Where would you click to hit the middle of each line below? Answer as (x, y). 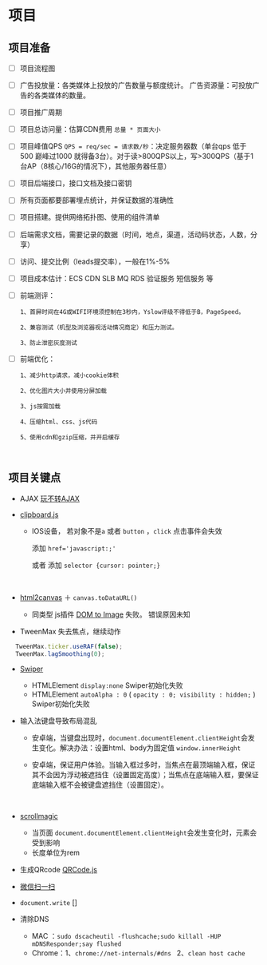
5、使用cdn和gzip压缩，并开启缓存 (70, 437)
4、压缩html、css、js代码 (59, 422)
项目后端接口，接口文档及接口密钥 (76, 183)
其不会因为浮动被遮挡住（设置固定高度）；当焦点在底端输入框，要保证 (145, 775)
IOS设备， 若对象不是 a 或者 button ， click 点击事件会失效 (127, 530)
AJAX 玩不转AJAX (49, 498)
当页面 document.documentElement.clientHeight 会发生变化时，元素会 (144, 833)
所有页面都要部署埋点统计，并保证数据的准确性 (96, 201)
